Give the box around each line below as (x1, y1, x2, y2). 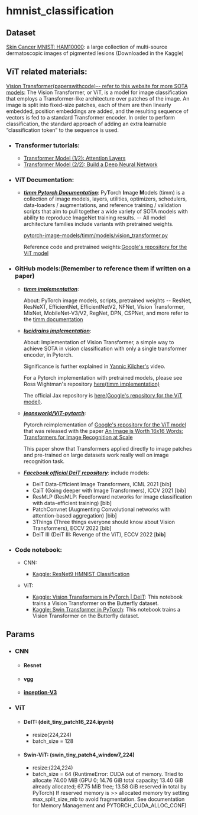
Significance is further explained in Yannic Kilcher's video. (23, 363, 165, 370)
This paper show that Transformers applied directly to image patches (23, 445, 192, 452)
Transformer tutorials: (14, 141, 80, 149)
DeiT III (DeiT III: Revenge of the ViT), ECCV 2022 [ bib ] (32, 531, 166, 538)
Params (6, 629, 35, 639)
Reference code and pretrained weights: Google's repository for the (23, 244, 187, 251)
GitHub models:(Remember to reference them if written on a (14, 264, 191, 273)
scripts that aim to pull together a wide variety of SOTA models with (23, 208, 188, 215)
